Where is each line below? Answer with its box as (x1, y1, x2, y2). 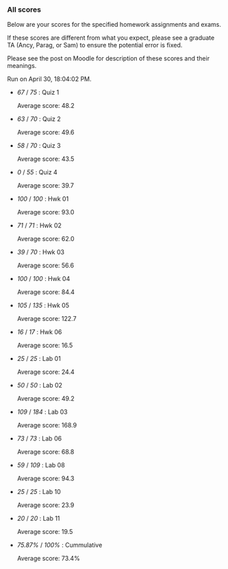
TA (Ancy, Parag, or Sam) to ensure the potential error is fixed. (7, 41, 183, 49)
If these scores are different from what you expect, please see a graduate (7, 34, 215, 42)
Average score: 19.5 (16, 528, 73, 536)
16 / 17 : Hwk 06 (16, 328, 62, 336)
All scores (7, 5, 41, 14)
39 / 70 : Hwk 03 (16, 248, 65, 256)
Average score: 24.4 (16, 368, 75, 376)
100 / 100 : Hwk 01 (16, 194, 69, 203)
